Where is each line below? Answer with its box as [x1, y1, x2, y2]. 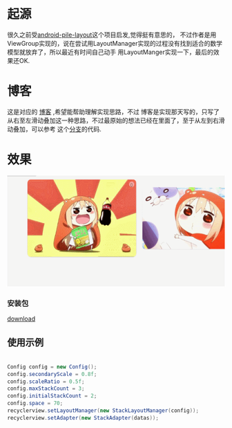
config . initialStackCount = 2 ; [7, 393, 97, 400]
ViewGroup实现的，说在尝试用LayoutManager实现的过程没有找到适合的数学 [7, 39, 223, 47]
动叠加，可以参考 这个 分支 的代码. [7, 125, 101, 133]
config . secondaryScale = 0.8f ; [7, 371, 97, 377]
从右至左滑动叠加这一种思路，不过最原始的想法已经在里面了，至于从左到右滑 [7, 116, 225, 125]
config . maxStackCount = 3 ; [7, 385, 85, 392]
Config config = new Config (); [7, 363, 97, 371]
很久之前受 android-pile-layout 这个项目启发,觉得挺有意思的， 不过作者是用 [7, 30, 217, 39]
